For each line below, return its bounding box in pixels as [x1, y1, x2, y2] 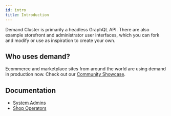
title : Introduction [5, 12, 50, 17]
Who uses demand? [5, 52, 70, 61]
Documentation [5, 86, 56, 95]
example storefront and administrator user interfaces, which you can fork [5, 32, 160, 38]
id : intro [5, 7, 27, 13]
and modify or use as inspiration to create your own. [5, 37, 116, 44]
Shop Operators [12, 105, 47, 111]
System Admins [12, 100, 46, 106]
